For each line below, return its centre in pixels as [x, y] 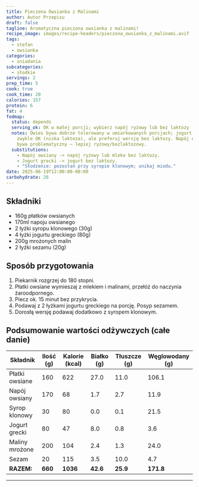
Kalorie [73, 356]
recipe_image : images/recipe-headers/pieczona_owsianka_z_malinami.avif [98, 34]
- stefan [22, 45]
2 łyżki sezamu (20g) [40, 247]
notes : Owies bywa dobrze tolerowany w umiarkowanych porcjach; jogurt [102, 133]
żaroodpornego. [34, 293]
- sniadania [26, 61]
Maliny [18, 442]
